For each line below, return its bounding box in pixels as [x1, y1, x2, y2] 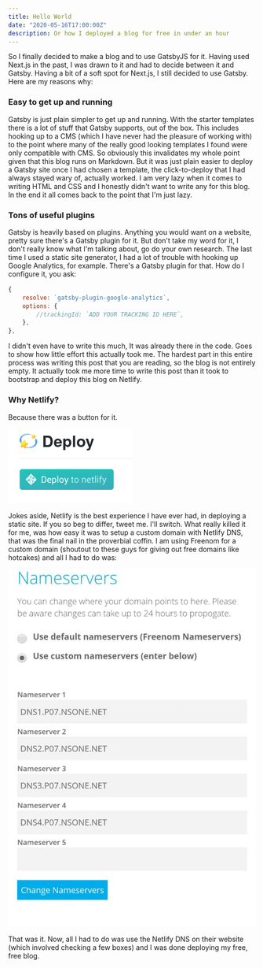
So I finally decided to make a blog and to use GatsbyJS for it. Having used [8, 52, 250, 61]
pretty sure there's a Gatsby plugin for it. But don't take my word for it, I [8, 236, 239, 245]
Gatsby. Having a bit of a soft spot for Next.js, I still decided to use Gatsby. [8, 69, 249, 78]
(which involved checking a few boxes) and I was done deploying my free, [8, 943, 249, 952]
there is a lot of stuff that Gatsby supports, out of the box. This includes [8, 123, 239, 132]
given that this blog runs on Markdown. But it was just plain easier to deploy [8, 156, 254, 165]
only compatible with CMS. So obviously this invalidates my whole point [8, 148, 240, 158]
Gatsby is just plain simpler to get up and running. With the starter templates [8, 114, 254, 124]
